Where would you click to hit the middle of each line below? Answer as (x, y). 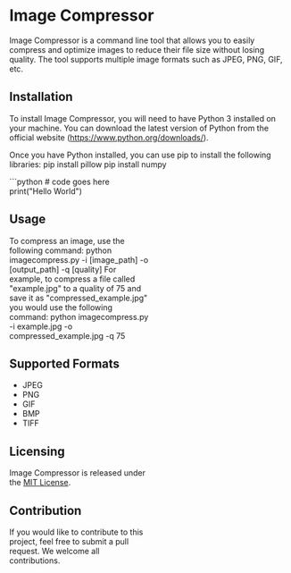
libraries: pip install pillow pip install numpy (88, 164)
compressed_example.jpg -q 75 (67, 335)
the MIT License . (40, 483)
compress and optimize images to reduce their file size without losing (137, 49)
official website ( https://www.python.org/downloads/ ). (109, 137)
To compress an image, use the (67, 240)
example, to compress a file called (72, 279)
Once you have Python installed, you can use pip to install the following (140, 155)
